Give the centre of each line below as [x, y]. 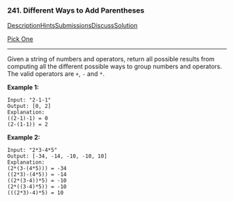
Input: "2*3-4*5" [32, 150]
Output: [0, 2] [29, 107]
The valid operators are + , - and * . [56, 74]
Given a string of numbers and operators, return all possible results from [111, 59]
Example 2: [24, 137]
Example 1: [23, 87]
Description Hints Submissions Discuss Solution [72, 26]
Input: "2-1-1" [29, 100]
